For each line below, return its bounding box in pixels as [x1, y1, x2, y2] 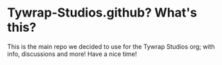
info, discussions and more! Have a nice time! [7, 50, 137, 58]
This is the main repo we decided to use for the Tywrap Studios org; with [7, 42, 215, 50]
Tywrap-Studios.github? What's [7, 5, 198, 21]
